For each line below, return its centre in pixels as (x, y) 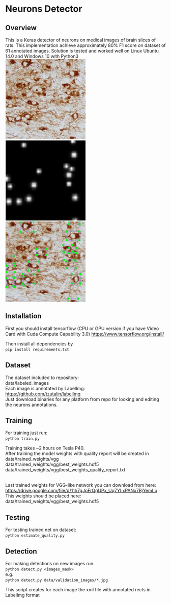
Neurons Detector (44, 9)
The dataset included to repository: (42, 378)
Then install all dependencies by (39, 344)
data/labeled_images (27, 383)
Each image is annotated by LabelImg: (45, 388)
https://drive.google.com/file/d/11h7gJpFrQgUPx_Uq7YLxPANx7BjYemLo (81, 491)
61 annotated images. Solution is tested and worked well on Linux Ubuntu (82, 51)
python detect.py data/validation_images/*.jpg (57, 580)
